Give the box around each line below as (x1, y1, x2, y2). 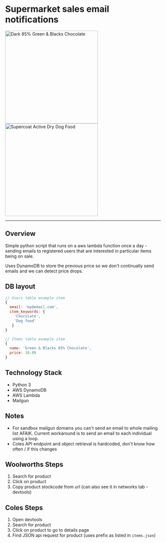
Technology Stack (5, 368, 62, 377)
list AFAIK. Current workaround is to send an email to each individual (12, 430, 152, 436)
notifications (5, 14, 59, 25)
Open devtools (12, 517, 42, 523)
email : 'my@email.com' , (9, 305, 58, 310)
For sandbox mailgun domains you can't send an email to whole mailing (12, 425, 158, 431)
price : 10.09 (9, 350, 37, 356)
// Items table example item (5, 336, 65, 342)
